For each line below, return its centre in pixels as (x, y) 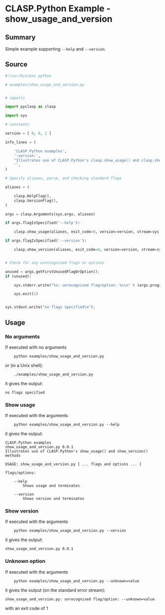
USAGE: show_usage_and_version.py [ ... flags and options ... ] (73, 464)
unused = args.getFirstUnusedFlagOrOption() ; (52, 272)
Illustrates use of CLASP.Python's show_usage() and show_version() (77, 451)
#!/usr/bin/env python (28, 76)
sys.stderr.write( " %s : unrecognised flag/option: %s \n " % (74, 285)
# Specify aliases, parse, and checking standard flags (63, 178)
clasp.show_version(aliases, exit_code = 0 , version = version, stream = (85, 250)
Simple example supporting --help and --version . (55, 49)
